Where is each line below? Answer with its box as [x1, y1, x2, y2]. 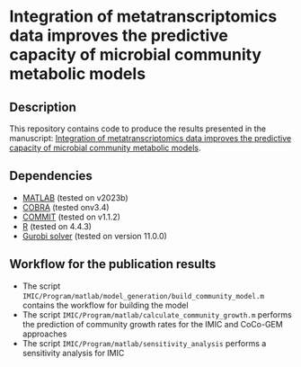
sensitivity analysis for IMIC [22, 347, 125, 358]
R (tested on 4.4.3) [22, 220, 93, 231]
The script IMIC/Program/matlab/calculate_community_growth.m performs [22, 309, 292, 320]
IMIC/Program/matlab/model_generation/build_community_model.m [22, 291, 265, 300]
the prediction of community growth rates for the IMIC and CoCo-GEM [22, 318, 283, 329]
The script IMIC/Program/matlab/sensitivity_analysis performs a [22, 337, 267, 348]
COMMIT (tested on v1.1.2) [22, 211, 121, 222]
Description [9, 99, 76, 114]
